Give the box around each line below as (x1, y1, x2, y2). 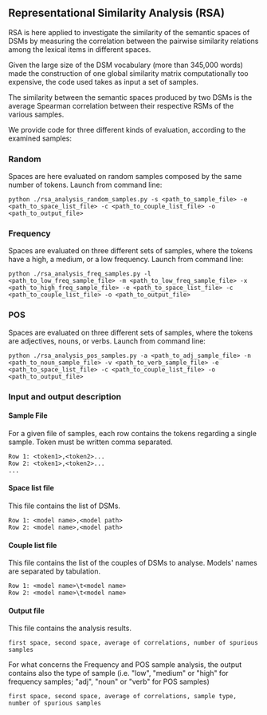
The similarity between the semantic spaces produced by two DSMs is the (8, 92, 253, 102)
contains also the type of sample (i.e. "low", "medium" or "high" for (8, 669, 229, 678)
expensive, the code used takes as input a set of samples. (8, 77, 199, 86)
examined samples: (8, 133, 73, 143)
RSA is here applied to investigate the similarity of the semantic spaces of (8, 27, 250, 37)
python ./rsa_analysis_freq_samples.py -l (8, 270, 151, 278)
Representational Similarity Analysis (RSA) (8, 6, 226, 20)
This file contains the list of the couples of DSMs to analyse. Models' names (8, 558, 257, 568)
